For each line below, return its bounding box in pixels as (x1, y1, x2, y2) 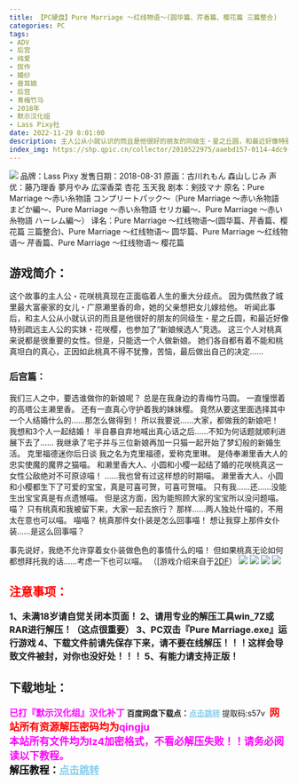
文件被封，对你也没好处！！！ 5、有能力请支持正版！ (18, 650, 239, 662)
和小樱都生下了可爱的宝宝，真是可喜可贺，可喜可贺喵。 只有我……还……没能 (9, 481, 287, 492)
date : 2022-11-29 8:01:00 (9, 129, 105, 138)
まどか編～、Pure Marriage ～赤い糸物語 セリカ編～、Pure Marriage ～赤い (9, 203, 284, 214)
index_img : (9, 145, 50, 154)
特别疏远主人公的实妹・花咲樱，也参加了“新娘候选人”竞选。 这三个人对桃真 (9, 324, 283, 335)
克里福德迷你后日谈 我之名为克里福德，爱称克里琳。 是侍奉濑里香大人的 (26, 447, 288, 458)
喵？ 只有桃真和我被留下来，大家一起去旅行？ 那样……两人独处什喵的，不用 (9, 503, 284, 514)
